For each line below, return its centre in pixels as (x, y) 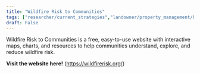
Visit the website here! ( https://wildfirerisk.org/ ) (65, 64)
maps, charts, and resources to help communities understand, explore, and (98, 46)
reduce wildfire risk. (31, 52)
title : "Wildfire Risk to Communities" (56, 12)
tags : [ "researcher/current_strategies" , (58, 17)
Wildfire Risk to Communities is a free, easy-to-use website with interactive (99, 40)
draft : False (22, 23)
